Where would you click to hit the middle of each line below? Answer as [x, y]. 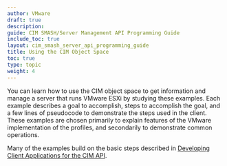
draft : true [24, 20]
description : [26, 26]
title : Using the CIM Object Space [58, 52]
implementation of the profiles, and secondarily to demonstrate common [110, 127]
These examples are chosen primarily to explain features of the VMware [109, 120]
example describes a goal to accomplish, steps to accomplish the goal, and [114, 105]
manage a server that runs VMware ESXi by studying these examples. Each [114, 98]
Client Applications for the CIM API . [57, 155]
